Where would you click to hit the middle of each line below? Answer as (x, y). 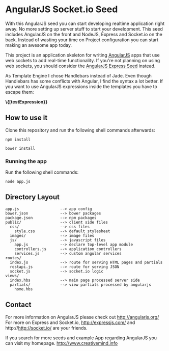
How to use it (26, 118)
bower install (20, 148)
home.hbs (24, 289)
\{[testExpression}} (26, 102)
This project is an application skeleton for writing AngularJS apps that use (83, 55)
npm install (18, 139)
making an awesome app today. (39, 45)
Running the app (26, 161)
